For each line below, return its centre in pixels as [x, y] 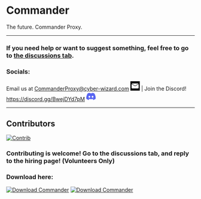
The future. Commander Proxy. [44, 27]
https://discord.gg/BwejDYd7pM [46, 99]
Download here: [30, 177]
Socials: [18, 71]
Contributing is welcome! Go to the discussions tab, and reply [98, 153]
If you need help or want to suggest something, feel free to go [98, 48]
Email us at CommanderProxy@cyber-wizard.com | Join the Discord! [96, 89]
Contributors [31, 123]
